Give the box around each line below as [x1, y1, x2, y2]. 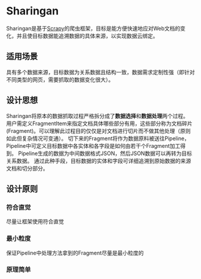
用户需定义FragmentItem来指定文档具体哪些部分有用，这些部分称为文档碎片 [6, 120, 193, 127]
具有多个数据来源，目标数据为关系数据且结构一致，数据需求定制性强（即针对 [6, 68, 195, 75]
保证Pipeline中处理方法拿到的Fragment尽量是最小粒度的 [6, 249, 144, 256]
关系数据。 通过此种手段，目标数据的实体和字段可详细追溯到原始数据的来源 [6, 157, 191, 164]
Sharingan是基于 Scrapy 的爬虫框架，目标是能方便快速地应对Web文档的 [6, 25, 181, 32]
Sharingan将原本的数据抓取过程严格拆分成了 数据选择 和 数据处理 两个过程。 [6, 112, 188, 119]
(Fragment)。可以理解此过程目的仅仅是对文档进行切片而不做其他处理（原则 [6, 127, 191, 134]
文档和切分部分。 [6, 165, 48, 172]
